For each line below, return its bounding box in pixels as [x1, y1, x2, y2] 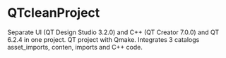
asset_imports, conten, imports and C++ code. [7, 43, 143, 51]
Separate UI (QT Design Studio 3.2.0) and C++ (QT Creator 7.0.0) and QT [7, 28, 220, 36]
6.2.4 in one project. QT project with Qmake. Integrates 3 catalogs [7, 35, 200, 43]
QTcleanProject [7, 5, 100, 21]
